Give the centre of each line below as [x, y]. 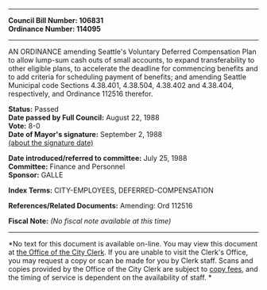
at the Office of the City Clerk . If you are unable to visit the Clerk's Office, [128, 252]
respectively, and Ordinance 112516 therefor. [81, 93]
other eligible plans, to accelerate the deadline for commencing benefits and [133, 69]
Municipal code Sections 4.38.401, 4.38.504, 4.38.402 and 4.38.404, [121, 85]
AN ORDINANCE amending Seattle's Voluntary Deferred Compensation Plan [132, 52]
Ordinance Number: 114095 [55, 29]
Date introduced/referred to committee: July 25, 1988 [98, 158]
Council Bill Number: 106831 [56, 20]
